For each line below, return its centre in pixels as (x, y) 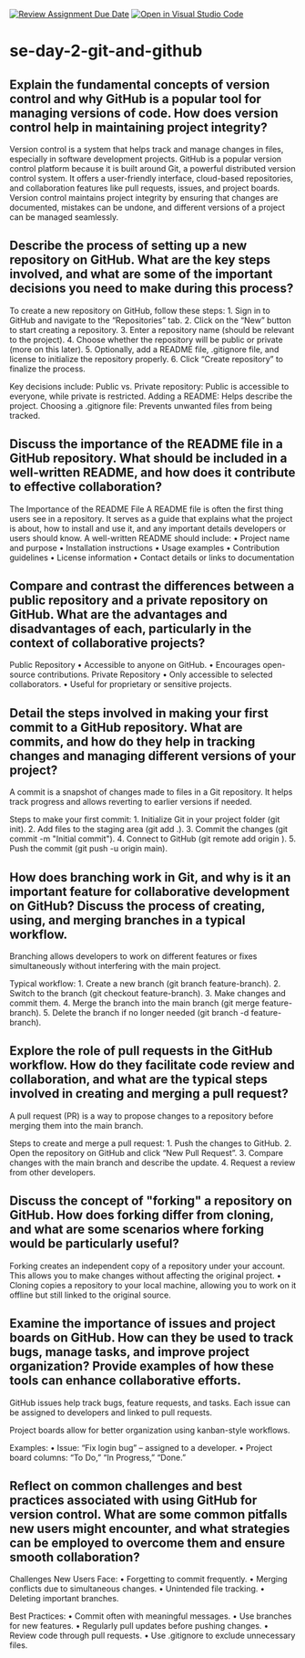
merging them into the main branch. (76, 1125)
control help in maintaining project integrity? (138, 127)
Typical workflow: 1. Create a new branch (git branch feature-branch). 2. (145, 984)
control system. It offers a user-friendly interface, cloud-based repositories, (152, 178)
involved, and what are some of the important (141, 274)
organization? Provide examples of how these (142, 1366)
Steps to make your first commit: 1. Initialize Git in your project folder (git (145, 819)
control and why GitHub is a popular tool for (136, 99)
